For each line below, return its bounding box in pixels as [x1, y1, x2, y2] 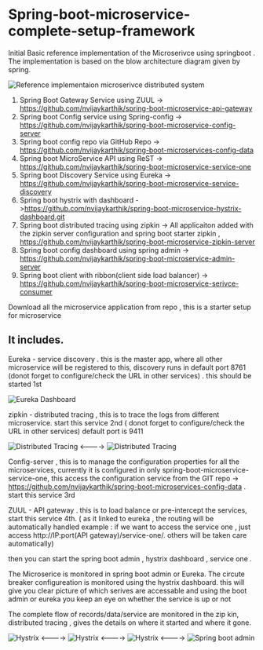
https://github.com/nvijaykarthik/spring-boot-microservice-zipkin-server [19, 237, 255, 246]
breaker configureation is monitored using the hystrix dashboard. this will [8, 577, 245, 586]
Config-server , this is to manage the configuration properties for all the [8, 457, 239, 466]
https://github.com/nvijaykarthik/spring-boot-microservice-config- [19, 120, 236, 130]
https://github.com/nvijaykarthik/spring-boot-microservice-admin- [19, 254, 236, 263]
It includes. [8, 334, 64, 347]
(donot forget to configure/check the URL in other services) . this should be [8, 371, 252, 380]
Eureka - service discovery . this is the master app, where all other [8, 354, 223, 363]
